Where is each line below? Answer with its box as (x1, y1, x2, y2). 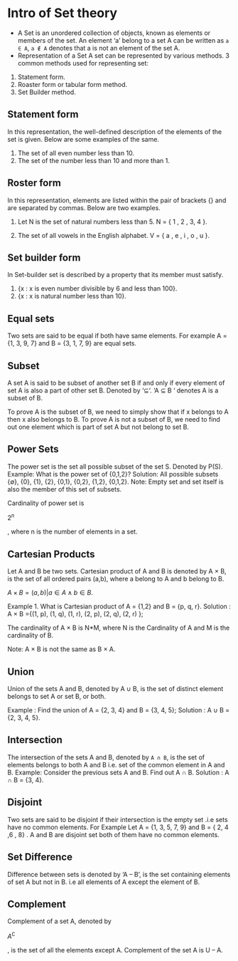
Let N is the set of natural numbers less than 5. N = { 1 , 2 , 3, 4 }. (17, 217, 207, 226)
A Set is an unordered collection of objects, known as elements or (17, 28, 211, 37)
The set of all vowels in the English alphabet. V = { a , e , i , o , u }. (17, 231, 210, 239)
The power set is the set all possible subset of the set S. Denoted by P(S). (7, 462, 223, 471)
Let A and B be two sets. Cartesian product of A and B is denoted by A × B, (7, 567, 227, 576)
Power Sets (7, 443, 59, 455)
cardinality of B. (7, 631, 54, 640)
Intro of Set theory (7, 5, 118, 21)
